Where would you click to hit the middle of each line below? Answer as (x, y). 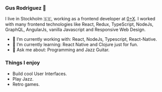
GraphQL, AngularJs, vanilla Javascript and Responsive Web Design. (75, 30)
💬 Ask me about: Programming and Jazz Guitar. (61, 50)
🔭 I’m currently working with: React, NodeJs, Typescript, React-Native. (85, 39)
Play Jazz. (23, 79)
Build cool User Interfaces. (40, 74)
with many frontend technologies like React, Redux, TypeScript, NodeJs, (79, 24)
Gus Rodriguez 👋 (26, 8)
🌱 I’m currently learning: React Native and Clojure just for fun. (75, 45)
